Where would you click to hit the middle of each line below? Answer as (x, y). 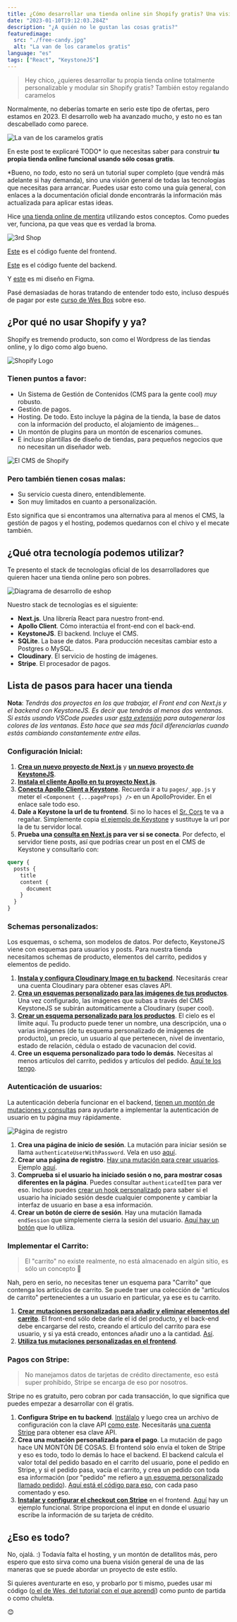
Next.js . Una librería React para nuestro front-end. (91, 618)
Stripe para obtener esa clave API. (67, 1432)
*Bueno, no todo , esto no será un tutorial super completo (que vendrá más (116, 172)
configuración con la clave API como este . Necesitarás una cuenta (114, 1425)
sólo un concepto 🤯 (53, 1268)
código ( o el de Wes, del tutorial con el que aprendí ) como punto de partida (117, 1591)
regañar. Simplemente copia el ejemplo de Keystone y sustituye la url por (123, 819)
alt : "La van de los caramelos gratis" (72, 47)
